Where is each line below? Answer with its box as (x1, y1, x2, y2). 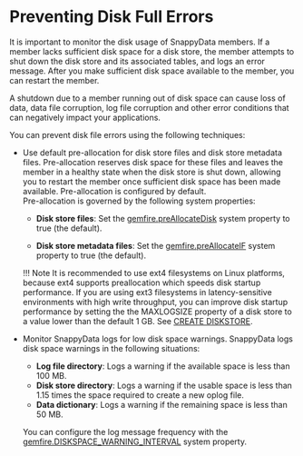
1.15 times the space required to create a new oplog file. (35, 389, 245, 401)
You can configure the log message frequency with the (22, 426, 229, 437)
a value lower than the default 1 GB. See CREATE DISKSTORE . (22, 315, 253, 326)
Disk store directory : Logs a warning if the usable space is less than (35, 380, 293, 391)
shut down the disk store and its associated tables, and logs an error (9, 55, 266, 66)
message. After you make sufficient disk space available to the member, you (9, 65, 295, 76)
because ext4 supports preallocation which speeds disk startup (22, 277, 261, 288)
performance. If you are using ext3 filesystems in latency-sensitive (22, 286, 272, 297)
